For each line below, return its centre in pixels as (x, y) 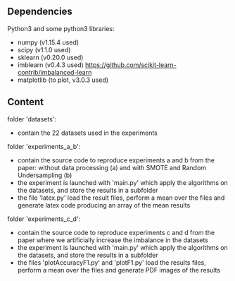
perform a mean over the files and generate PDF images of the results (119, 270)
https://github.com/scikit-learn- (131, 65)
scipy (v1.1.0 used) (44, 49)
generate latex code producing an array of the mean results (104, 205)
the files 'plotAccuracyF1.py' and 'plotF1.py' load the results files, (112, 262)
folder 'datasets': (32, 119)
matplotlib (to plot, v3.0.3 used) (63, 80)
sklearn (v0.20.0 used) (50, 57)
